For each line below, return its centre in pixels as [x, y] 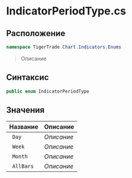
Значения [25, 110]
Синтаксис [27, 77]
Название [24, 127]
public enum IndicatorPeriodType [48, 91]
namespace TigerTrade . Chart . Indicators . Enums [64, 47]
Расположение [36, 33]
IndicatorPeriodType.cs [66, 11]
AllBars [23, 166]
